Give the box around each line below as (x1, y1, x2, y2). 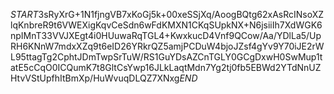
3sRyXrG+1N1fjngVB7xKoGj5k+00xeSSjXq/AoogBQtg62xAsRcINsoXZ (38, 9, 325, 20)
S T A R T (10, 9, 39, 20)
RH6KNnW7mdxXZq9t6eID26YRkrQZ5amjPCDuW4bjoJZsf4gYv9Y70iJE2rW (10, 40, 325, 52)
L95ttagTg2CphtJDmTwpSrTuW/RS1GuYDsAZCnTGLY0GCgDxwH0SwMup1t (10, 51, 323, 63)
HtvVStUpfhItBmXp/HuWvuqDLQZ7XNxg (10, 72, 180, 84)
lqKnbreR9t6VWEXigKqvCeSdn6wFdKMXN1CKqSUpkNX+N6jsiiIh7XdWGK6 (10, 19, 323, 31)
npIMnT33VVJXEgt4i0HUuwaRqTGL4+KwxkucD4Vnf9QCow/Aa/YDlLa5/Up (10, 30, 322, 41)
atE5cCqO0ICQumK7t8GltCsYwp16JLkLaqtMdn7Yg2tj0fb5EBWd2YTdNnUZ (10, 62, 322, 73)
